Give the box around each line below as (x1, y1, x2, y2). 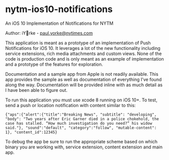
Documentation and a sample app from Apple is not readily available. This (5, 71, 159, 77)
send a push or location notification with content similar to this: (5, 102, 136, 108)
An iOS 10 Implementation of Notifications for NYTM (5, 20, 114, 26)
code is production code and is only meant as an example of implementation (5, 56, 164, 62)
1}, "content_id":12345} (5, 130, 58, 135)
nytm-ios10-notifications (5, 4, 113, 15)
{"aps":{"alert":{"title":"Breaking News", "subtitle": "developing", (5, 112, 157, 117)
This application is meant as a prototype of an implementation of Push (5, 39, 151, 46)
